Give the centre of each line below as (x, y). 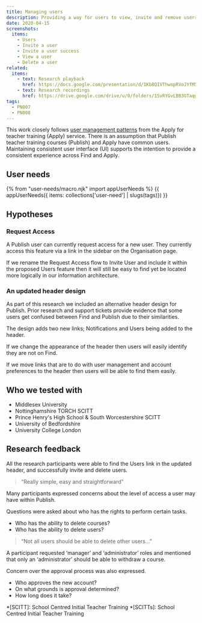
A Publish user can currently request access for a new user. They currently (99, 244)
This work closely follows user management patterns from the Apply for (95, 130)
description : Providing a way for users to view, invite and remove (94, 17)
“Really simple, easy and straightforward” (72, 481)
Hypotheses (30, 214)
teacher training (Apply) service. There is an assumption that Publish (91, 136)
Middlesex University (41, 404)
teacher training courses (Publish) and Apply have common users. (88, 143)
